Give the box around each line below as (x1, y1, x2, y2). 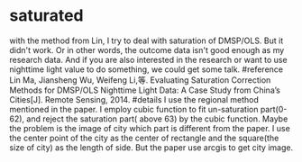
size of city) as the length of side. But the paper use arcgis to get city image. (9, 141, 294, 153)
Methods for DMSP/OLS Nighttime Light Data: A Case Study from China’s (9, 85, 281, 95)
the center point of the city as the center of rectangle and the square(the (9, 132, 279, 143)
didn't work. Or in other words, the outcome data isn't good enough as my (9, 44, 285, 55)
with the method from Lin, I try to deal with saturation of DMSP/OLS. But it (9, 35, 284, 46)
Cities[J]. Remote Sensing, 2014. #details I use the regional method (9, 94, 260, 104)
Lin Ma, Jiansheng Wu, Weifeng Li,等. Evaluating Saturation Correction (9, 74, 271, 85)
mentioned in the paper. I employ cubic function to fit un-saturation (9, 103, 259, 114)
